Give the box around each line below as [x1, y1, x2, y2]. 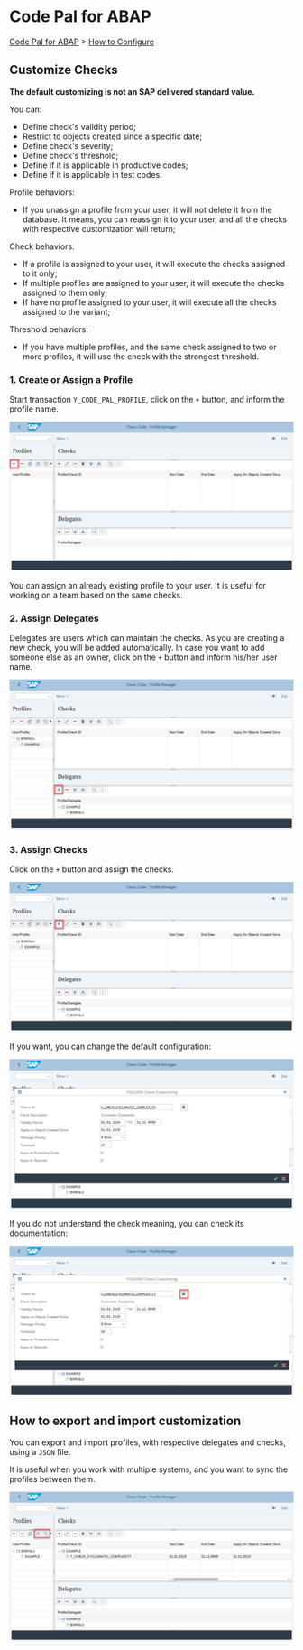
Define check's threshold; [22, 150, 119, 161]
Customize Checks [9, 62, 119, 78]
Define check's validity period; [22, 121, 137, 132]
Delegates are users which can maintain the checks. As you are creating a [9, 633, 285, 644]
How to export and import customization [9, 1413, 242, 1428]
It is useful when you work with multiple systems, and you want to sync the [9, 1464, 289, 1475]
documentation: [9, 1228, 69, 1238]
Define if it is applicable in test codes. [22, 169, 162, 180]
